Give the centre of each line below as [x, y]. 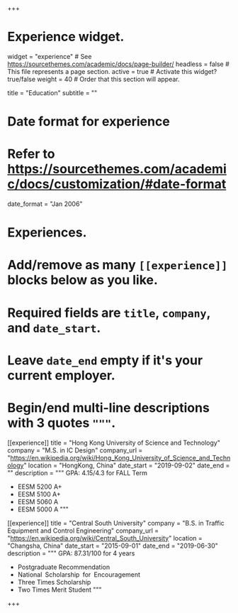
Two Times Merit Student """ [59, 590]
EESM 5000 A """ [43, 509]
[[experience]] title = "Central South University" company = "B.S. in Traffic [116, 523]
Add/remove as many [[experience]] [118, 265]
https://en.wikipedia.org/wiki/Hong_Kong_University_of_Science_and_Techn [120, 457]
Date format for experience [89, 122]
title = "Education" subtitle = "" [52, 92]
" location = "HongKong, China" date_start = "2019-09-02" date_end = [127, 465]
